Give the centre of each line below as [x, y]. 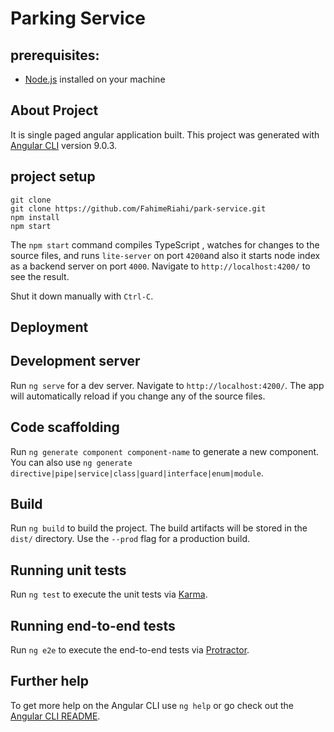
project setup [53, 177]
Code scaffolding [65, 427]
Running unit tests [68, 570]
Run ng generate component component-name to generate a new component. [165, 451]
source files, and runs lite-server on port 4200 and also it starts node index [165, 255]
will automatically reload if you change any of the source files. [138, 396]
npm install [35, 217]
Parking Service [78, 18]
